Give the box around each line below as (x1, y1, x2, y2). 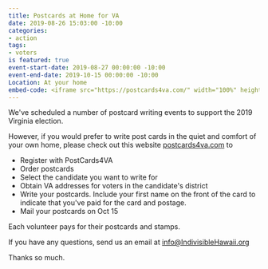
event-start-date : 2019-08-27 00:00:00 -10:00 (8, 64, 166, 72)
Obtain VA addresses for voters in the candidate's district (19, 181, 208, 191)
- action (8, 34, 37, 42)
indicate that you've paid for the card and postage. (19, 198, 187, 208)
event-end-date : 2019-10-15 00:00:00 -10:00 (8, 71, 159, 79)
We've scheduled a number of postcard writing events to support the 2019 (8, 108, 253, 117)
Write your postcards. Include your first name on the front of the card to (19, 189, 256, 200)
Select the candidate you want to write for (19, 172, 158, 182)
